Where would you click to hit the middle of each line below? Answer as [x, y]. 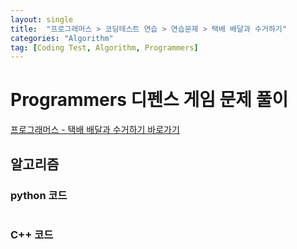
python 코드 [39, 195]
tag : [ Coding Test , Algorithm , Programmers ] [104, 47]
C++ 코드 [32, 234]
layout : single [42, 19]
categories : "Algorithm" [62, 38]
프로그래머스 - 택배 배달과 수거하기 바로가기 [95, 130]
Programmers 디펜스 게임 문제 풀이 [149, 100]
